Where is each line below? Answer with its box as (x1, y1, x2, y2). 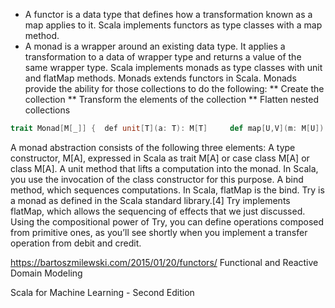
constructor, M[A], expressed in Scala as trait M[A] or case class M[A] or (10, 152, 310, 164)
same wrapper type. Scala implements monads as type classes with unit (24, 62, 323, 73)
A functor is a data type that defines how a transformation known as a (24, 9, 313, 20)
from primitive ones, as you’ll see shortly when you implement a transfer (10, 226, 308, 238)
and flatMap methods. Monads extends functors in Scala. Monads (24, 72, 297, 84)
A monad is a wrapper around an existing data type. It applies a (24, 40, 286, 52)
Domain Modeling (10, 267, 83, 279)
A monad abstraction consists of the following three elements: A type (10, 141, 296, 153)
